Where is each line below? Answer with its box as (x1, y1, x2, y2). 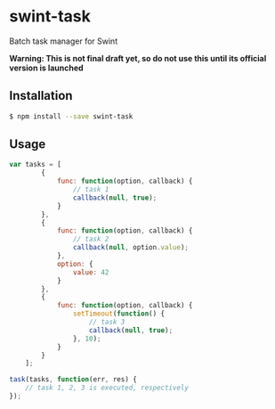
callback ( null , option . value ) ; (72, 243, 190, 252)
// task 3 (88, 318, 125, 327)
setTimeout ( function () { (72, 309, 166, 318)
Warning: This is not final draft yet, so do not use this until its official (9, 53, 267, 63)
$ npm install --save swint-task (9, 111, 133, 121)
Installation (9, 88, 73, 103)
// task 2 (72, 234, 109, 244)
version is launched (9, 62, 84, 73)
